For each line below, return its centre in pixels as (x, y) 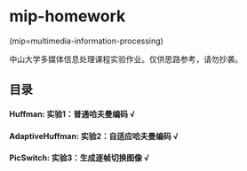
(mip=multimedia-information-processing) (87, 41)
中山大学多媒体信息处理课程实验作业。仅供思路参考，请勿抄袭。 (126, 58)
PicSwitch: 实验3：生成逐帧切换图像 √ (79, 158)
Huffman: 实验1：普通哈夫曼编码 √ (72, 113)
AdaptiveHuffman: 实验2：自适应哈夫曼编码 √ (94, 136)
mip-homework (68, 16)
